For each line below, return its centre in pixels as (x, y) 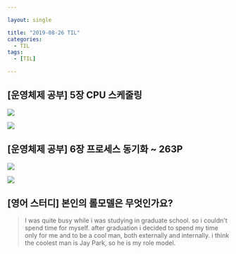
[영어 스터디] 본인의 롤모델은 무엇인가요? (90, 204)
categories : (25, 39)
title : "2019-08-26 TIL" (44, 32)
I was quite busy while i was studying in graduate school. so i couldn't (126, 221)
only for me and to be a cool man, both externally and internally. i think (127, 236)
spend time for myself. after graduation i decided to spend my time (121, 228)
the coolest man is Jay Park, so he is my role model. (100, 243)
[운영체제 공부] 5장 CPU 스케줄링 (75, 95)
